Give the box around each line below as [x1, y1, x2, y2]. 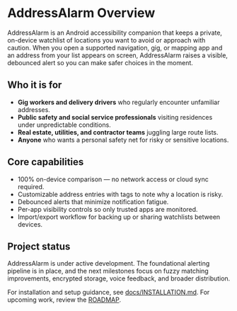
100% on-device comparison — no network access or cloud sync [17, 175, 209, 183]
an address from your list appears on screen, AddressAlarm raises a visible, [7, 51, 229, 60]
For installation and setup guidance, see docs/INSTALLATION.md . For [7, 288, 210, 297]
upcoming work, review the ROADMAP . [7, 295, 122, 304]
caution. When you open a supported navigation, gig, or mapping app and [7, 43, 223, 52]
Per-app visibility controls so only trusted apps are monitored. [17, 205, 198, 213]
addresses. [17, 105, 51, 114]
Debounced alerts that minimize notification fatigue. [17, 197, 169, 206]
